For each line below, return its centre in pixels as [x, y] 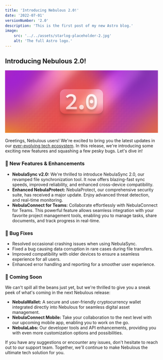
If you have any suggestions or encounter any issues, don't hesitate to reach [81, 343]
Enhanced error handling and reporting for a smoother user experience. [84, 264]
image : [12, 31]
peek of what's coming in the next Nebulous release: [58, 293]
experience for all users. [36, 259]
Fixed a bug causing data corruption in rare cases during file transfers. [83, 249]
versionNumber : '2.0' [27, 20]
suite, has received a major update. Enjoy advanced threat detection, [81, 195]
